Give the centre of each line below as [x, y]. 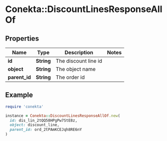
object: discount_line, [34, 125]
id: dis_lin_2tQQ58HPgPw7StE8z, [44, 120]
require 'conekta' [24, 106]
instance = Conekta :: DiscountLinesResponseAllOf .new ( [63, 116]
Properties [22, 38]
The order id [70, 77]
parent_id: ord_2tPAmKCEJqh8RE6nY [46, 130]
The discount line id [79, 61]
